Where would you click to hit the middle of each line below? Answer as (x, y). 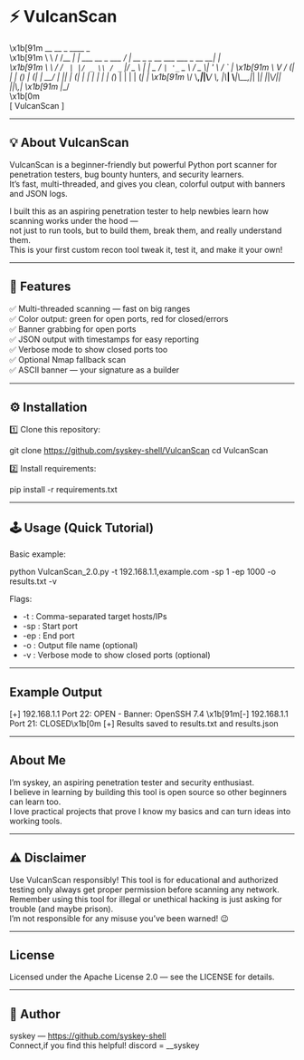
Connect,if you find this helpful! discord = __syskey (104, 1045)
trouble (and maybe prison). (62, 909)
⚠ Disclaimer (48, 858)
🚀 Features (40, 287)
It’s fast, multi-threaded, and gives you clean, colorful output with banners (147, 184)
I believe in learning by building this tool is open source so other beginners (148, 792)
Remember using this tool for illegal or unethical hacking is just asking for (146, 899)
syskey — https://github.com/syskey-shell (88, 1036)
